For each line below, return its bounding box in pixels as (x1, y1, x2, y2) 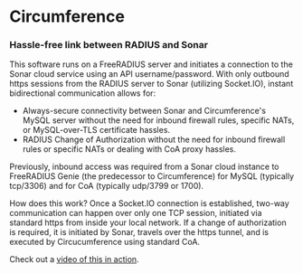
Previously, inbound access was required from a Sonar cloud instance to (9, 161, 279, 173)
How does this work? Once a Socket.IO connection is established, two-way (9, 198, 289, 209)
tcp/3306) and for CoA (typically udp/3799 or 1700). (9, 181, 204, 192)
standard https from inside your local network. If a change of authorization (9, 217, 287, 228)
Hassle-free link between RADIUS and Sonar (9, 39, 208, 52)
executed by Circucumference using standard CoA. (9, 237, 201, 248)
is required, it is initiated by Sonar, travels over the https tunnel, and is (9, 227, 270, 238)
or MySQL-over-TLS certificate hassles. (22, 125, 170, 136)
